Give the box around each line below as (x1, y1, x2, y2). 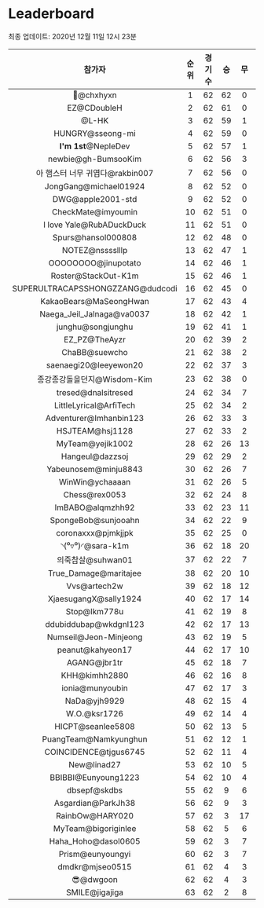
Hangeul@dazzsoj (60, 451, 129, 462)
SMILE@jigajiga (65, 887, 124, 898)
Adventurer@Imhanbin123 (46, 412, 145, 423)
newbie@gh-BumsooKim (48, 153, 142, 164)
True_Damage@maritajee (48, 567, 142, 578)
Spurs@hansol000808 (52, 232, 137, 243)
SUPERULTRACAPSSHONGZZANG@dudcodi (12, 283, 178, 294)
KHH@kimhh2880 (60, 669, 129, 680)
